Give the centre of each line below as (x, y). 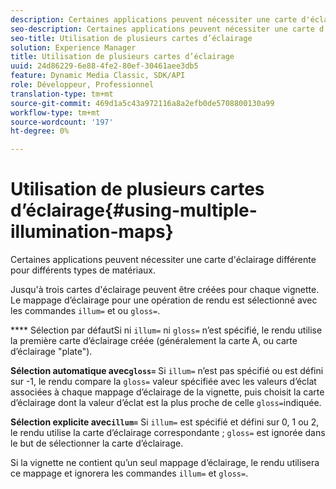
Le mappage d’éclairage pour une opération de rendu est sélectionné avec (164, 300)
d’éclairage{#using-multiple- (134, 210)
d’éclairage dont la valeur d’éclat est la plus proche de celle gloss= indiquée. (166, 403)
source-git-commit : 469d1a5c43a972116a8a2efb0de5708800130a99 (142, 103)
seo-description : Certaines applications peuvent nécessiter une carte (162, 29)
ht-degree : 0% (40, 131)
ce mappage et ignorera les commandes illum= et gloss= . (129, 473)
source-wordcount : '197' (62, 122)
